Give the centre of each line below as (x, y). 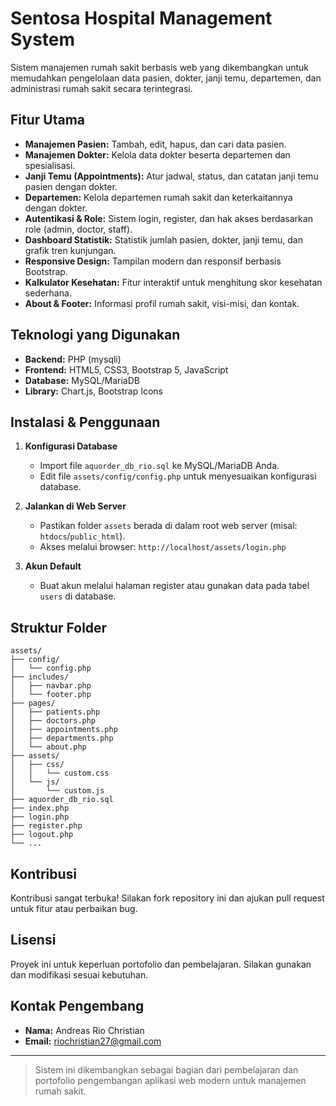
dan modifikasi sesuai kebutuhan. (79, 974)
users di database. (78, 596)
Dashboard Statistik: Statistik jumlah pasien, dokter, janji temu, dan (163, 239)
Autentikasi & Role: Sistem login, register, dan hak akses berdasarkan (168, 218)
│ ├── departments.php (62, 738)
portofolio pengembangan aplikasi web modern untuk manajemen (170, 1080)
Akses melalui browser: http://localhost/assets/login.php (163, 547)
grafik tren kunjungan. (70, 250)
